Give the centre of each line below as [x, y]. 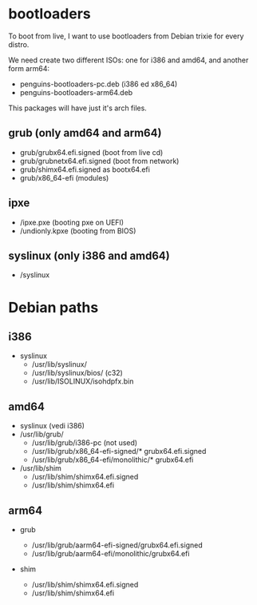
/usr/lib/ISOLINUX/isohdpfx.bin [83, 381]
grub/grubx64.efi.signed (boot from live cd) [91, 152]
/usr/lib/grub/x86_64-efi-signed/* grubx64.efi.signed [119, 452]
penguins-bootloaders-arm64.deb [76, 92]
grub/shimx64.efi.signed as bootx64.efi [85, 169]
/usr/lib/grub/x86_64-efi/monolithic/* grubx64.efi [113, 460]
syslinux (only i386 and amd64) [89, 255]
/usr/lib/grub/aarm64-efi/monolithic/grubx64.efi [111, 553]
